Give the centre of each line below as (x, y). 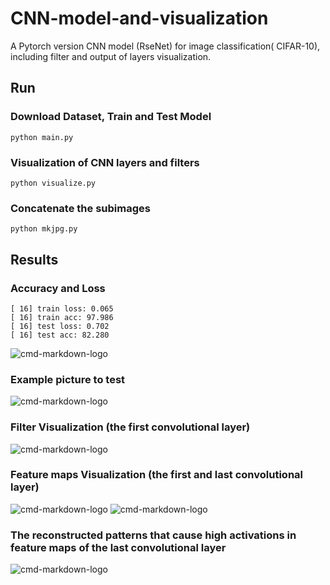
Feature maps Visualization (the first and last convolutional (157, 475)
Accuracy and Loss (58, 288)
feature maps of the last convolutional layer (118, 547)
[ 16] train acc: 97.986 (62, 317)
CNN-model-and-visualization (139, 18)
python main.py (42, 137)
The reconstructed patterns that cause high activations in (153, 535)
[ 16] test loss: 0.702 (60, 326)
